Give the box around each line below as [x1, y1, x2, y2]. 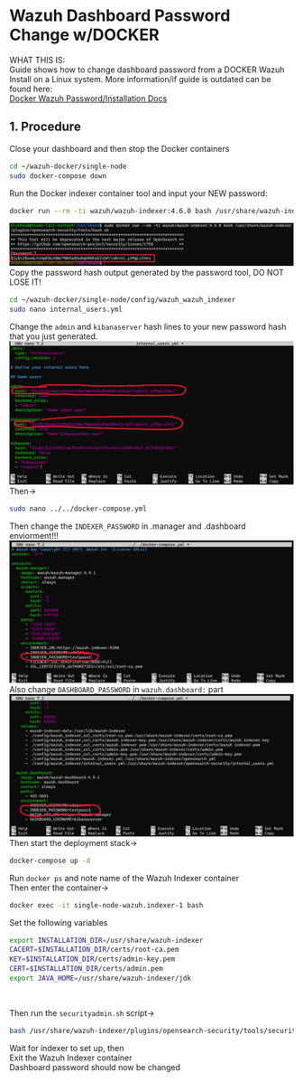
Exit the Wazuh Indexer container [9, 1052, 133, 1063]
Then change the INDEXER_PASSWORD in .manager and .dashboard [9, 521, 246, 532]
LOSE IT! [9, 277, 42, 287]
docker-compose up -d [9, 856, 91, 865]
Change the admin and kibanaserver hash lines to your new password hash [9, 321, 287, 332]
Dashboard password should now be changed [9, 1061, 181, 1072]
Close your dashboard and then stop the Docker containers [9, 143, 230, 154]
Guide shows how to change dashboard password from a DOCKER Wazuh [9, 64, 285, 75]
